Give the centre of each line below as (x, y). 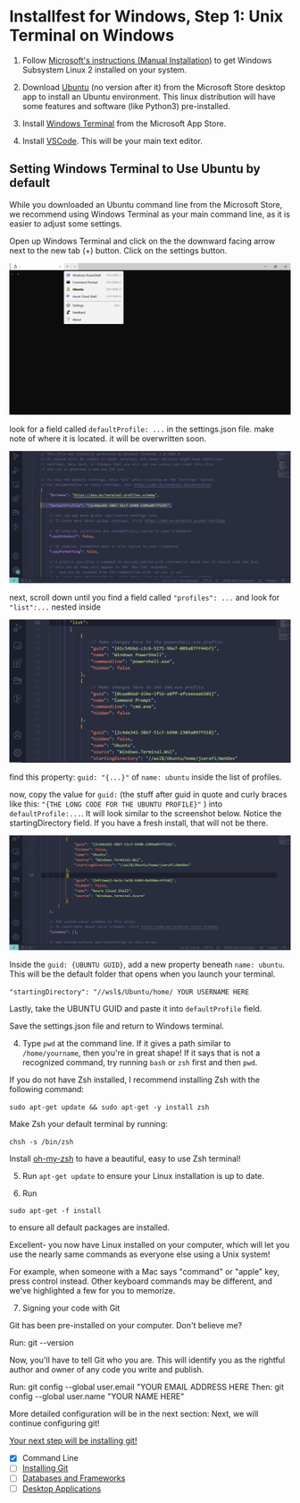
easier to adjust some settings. (66, 223)
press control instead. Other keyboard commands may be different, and (141, 1281)
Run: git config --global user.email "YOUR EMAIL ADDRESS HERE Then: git (146, 1387)
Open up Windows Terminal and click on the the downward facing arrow (142, 241)
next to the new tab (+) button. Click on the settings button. (118, 250)
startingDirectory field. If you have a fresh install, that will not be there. (139, 823)
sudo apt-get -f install (55, 1211)
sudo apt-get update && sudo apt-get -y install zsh (109, 1107)
